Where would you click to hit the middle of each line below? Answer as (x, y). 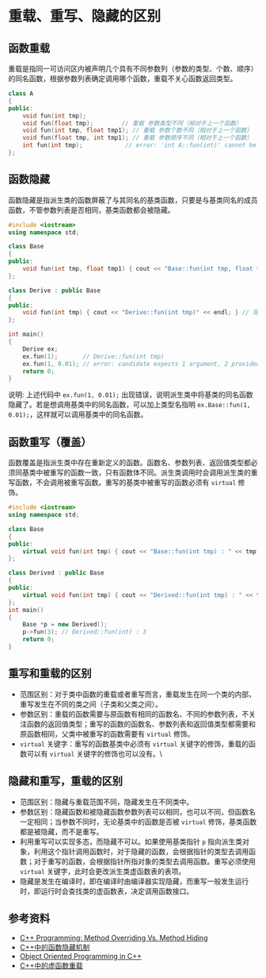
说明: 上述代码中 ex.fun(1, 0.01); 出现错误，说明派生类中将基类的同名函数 (131, 395)
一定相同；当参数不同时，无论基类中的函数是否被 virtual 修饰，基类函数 (138, 822)
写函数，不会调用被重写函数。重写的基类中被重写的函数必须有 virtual (122, 483)
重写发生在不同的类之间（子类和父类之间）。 (91, 704)
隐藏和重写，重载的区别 (65, 782)
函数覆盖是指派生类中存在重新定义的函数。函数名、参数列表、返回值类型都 (129, 463)
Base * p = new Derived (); (65, 625)
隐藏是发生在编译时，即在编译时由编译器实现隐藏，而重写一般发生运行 (134, 881)
